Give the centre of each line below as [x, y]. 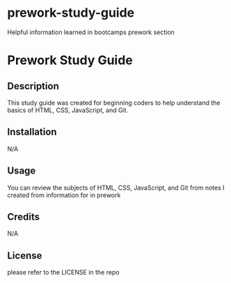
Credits [24, 216]
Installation [32, 132]
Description [33, 86]
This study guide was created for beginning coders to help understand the [114, 102]
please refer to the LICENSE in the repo [63, 273]
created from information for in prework [64, 195]
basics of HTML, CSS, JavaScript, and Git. [68, 110]
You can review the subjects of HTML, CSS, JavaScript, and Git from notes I [116, 188]
